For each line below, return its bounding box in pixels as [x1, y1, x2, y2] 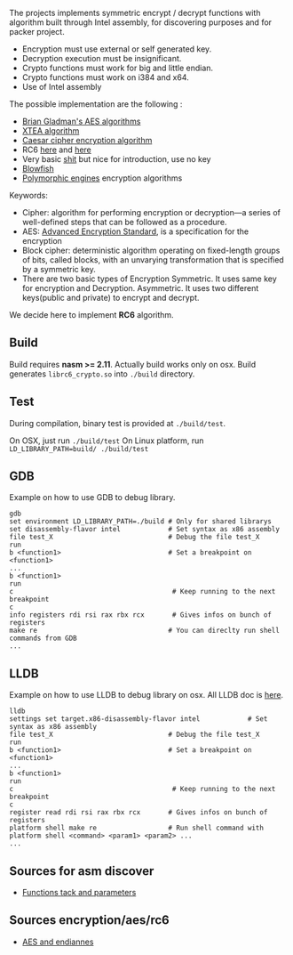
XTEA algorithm [21, 125, 80, 136]
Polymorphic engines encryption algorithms [21, 173, 183, 183]
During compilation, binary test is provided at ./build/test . [9, 417, 226, 428]
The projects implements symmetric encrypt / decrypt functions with [9, 8, 261, 18]
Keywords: [9, 190, 49, 200]
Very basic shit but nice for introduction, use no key [21, 154, 211, 164]
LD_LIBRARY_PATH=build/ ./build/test [9, 444, 149, 453]
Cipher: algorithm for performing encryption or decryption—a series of [21, 207, 281, 217]
